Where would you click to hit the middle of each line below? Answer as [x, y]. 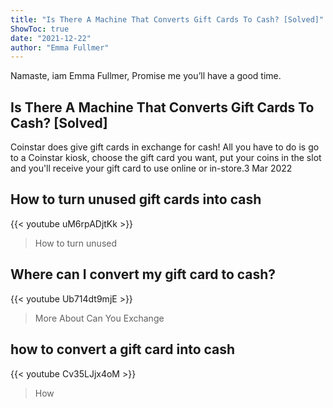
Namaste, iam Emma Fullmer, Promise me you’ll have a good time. [146, 76]
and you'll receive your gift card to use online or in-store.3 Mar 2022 [151, 168]
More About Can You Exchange [99, 318]
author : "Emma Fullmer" [60, 47]
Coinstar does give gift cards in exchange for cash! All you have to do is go [165, 147]
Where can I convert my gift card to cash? [143, 274]
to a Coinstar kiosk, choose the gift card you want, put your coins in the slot [166, 158]
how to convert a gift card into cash [123, 349]
